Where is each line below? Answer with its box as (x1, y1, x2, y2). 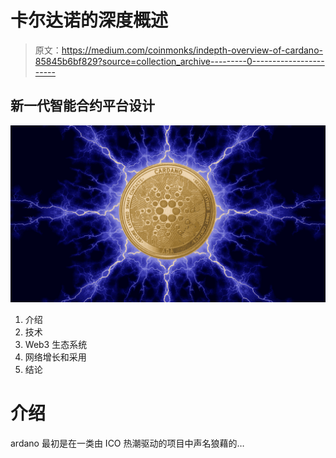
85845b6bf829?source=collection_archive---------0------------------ (34, 55, 325, 67)
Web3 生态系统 (24, 339, 88, 351)
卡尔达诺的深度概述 (10, 9, 169, 32)
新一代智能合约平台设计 (10, 97, 155, 115)
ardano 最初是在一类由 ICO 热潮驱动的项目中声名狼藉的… (10, 437, 245, 450)
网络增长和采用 (24, 351, 87, 363)
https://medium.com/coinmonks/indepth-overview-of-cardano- (61, 44, 323, 56)
